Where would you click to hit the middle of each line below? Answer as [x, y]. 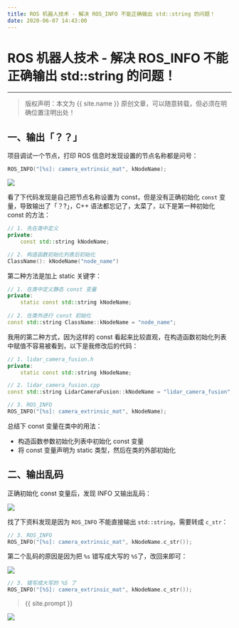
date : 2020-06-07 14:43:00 [47, 21]
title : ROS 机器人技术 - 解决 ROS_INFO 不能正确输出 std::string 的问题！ [111, 14]
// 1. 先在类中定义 [33, 229]
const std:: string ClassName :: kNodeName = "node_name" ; [92, 322]
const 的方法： [29, 215]
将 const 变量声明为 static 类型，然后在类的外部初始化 [97, 450]
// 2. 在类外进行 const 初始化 [49, 316]
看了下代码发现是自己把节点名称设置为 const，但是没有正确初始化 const [113, 197]
